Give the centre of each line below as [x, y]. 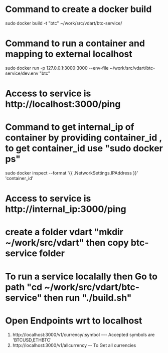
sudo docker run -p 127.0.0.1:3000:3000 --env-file [57, 68]
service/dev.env [22, 73]
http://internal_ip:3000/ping [66, 209]
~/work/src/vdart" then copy [67, 243]
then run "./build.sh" [88, 298]
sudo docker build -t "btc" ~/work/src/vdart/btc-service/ [64, 23]
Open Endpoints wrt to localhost [74, 321]
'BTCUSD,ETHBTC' [32, 340]
